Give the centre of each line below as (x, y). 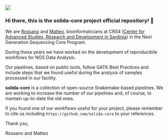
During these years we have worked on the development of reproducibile (81, 52)
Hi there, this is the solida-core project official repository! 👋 (80, 20)
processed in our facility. (31, 78)
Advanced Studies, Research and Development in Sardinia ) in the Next (79, 37)
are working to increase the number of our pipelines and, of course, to (78, 93)
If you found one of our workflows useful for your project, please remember (84, 108)
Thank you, (17, 123)
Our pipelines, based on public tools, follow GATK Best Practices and (77, 67)
